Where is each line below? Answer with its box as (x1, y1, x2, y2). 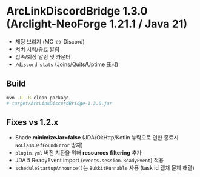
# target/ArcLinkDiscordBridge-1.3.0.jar (6, 100, 113, 107)
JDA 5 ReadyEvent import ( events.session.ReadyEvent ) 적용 (15, 156, 164, 164)
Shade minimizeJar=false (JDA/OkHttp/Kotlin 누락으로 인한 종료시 (15, 134, 179, 141)
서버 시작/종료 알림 (15, 45, 59, 53)
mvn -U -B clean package (6, 95, 69, 101)
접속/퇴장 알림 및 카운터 (15, 53, 71, 60)
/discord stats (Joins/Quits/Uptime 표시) (15, 61, 119, 68)
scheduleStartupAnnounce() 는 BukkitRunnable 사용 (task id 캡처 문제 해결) (15, 164, 195, 172)
